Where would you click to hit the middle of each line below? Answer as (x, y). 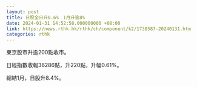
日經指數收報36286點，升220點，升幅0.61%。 (64, 65)
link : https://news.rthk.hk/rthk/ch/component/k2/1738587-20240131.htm (98, 29)
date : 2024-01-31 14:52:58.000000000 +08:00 (63, 23)
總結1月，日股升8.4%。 (35, 78)
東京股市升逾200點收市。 (38, 53)
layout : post (23, 12)
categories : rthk (28, 34)
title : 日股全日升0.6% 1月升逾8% (46, 18)
